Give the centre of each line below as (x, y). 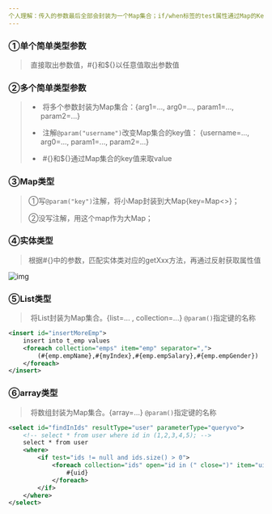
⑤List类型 (30, 299)
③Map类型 (32, 181)
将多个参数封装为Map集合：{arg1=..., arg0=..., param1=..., (138, 107)
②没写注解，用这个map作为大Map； (91, 218)
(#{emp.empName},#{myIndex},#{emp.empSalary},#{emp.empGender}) (148, 356)
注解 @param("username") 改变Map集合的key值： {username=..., (146, 133)
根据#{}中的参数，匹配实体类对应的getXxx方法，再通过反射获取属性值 (144, 260)
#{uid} (77, 473)
